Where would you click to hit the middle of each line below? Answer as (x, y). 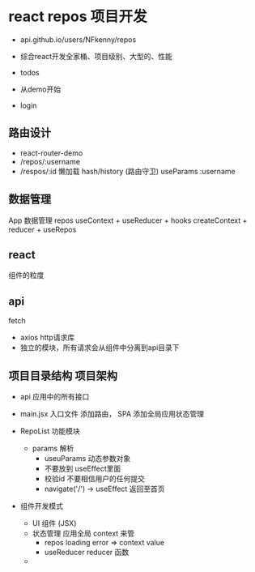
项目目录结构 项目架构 (63, 376)
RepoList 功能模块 (50, 431)
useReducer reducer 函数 (87, 552)
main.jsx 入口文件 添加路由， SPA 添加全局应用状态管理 (112, 414)
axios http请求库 (47, 338)
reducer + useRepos (42, 229)
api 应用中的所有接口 (55, 397)
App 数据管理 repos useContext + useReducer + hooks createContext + (128, 220)
